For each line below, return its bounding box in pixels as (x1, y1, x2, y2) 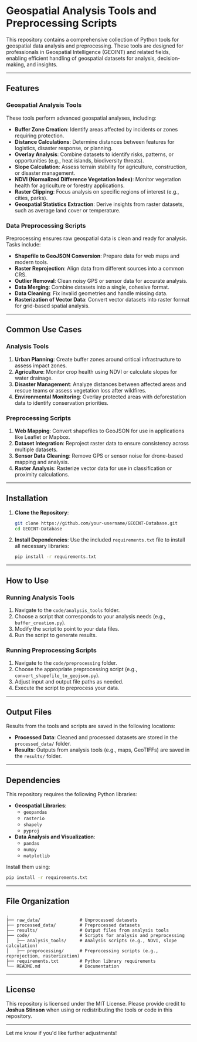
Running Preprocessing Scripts (6, 646, 97, 654)
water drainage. (14, 374, 53, 381)
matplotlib (23, 852, 50, 859)
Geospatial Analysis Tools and (6, 4, 157, 18)
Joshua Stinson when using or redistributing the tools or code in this (6, 1006, 173, 1013)
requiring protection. (14, 132, 64, 139)
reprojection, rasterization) (6, 953, 80, 959)
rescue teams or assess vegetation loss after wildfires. (14, 387, 147, 394)
